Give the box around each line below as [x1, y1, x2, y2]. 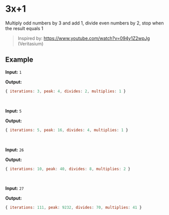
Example [5, 56, 33, 64]
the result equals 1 [5, 25, 44, 31]
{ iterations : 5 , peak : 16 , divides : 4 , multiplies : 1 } [5, 127, 128, 132]
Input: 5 [5, 107, 22, 114]
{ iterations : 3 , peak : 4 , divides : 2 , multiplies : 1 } [5, 89, 126, 94]
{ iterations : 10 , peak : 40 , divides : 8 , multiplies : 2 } [5, 166, 131, 171]
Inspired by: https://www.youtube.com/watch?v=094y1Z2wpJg [17, 35, 150, 41]
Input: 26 [5, 146, 24, 153]
